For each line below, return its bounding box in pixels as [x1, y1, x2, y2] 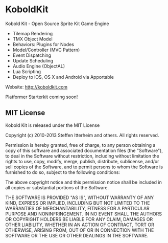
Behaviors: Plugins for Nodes [12, 41, 74, 47]
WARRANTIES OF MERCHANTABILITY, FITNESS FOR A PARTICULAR [5, 205, 150, 211]
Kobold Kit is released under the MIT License [5, 122, 100, 128]
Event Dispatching [12, 52, 52, 58]
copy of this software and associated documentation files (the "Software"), [5, 147, 163, 153]
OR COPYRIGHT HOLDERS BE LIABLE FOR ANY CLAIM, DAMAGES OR [5, 216, 153, 222]
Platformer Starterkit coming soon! [5, 94, 78, 100]
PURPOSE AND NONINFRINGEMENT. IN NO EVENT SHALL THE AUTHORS [5, 211, 162, 217]
